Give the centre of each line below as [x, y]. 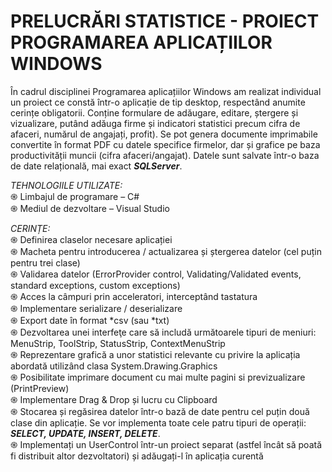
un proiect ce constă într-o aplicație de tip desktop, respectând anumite [158, 102]
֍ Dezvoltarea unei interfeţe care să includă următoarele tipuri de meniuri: [163, 332]
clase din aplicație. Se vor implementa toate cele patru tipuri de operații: [158, 422]
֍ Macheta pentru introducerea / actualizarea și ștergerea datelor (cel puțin [166, 251]
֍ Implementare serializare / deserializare [96, 308]
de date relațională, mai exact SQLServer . [96, 166]
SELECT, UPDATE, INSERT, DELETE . [85, 433]
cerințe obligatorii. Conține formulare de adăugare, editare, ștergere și [154, 112]
